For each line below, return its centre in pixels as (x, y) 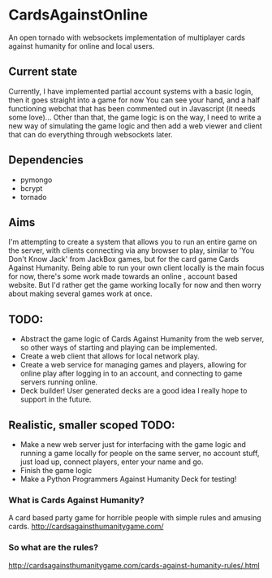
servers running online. (59, 382)
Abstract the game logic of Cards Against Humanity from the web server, (142, 339)
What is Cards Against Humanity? (76, 500)
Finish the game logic (56, 470)
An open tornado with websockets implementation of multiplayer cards (127, 37)
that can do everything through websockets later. (91, 134)
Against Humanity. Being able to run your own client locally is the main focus (136, 268)
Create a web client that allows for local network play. (110, 356)
